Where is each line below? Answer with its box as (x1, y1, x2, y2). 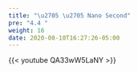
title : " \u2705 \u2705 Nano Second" (8, 11, 131, 20)
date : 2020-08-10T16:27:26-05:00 (8, 33, 120, 42)
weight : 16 (8, 26, 45, 34)
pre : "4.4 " (8, 19, 48, 27)
